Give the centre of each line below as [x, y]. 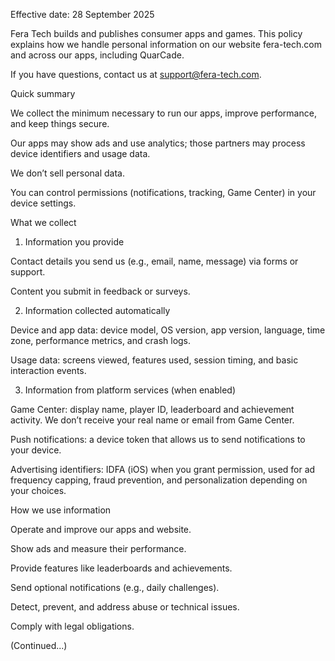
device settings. [43, 203]
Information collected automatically [97, 310]
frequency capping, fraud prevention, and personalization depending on [159, 480]
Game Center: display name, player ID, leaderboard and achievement [152, 409]
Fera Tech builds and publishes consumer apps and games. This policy [156, 33]
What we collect [43, 222]
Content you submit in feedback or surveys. [100, 291]
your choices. [38, 490]
